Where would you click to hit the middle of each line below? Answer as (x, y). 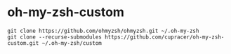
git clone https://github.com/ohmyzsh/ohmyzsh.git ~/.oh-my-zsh (103, 31)
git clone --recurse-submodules (54, 37)
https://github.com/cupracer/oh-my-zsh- (164, 37)
